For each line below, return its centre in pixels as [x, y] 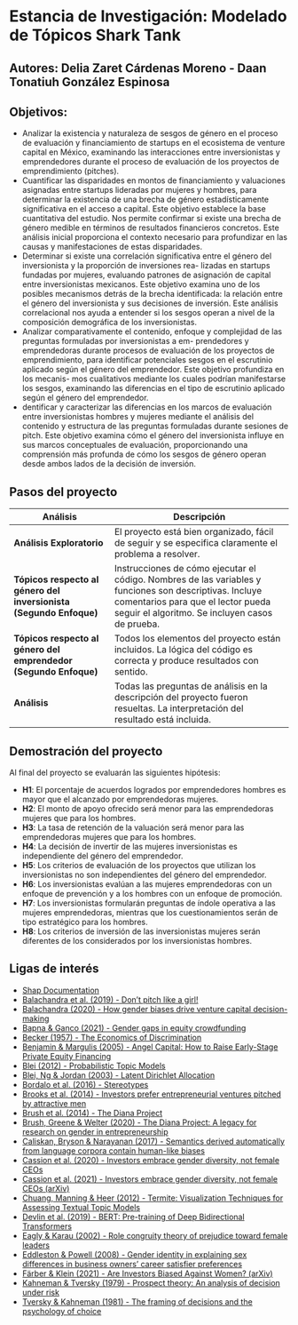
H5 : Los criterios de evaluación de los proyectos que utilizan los [139, 866]
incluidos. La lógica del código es [184, 650]
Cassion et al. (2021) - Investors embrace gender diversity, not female [149, 1178]
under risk [41, 1292]
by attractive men [54, 1103]
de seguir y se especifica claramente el [196, 543]
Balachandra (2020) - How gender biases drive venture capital [136, 1009]
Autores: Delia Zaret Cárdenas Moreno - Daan [138, 68]
